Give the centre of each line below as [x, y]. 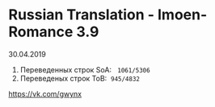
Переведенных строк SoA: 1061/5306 [85, 69]
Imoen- [182, 15]
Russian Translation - [82, 15]
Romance [41, 32]
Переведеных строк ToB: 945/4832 [80, 78]
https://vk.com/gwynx [45, 93]
